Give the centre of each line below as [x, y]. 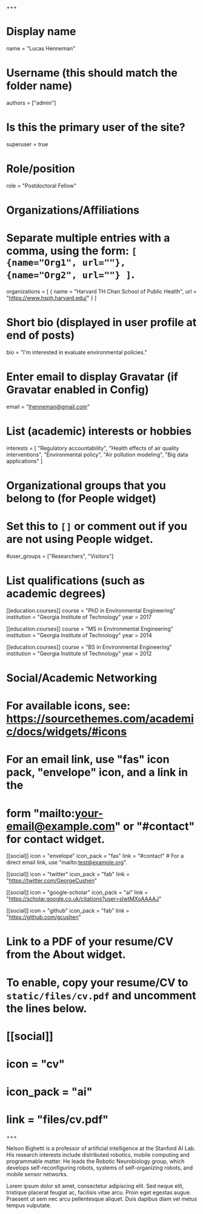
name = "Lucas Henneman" [41, 48]
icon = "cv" [36, 1064]
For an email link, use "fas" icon [88, 760]
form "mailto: [41, 813]
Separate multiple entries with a [88, 238]
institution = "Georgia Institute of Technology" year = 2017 [79, 617]
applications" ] [25, 461]
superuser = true [27, 144]
